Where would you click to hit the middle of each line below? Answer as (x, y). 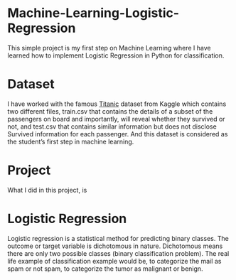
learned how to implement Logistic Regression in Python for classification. (116, 55)
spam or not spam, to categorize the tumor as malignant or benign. (106, 269)
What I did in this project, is (47, 190)
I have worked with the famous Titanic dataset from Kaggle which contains (117, 104)
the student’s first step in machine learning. (71, 141)
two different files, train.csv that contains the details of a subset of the (110, 111)
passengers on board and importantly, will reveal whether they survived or (116, 119)
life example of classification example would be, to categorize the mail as (114, 261)
